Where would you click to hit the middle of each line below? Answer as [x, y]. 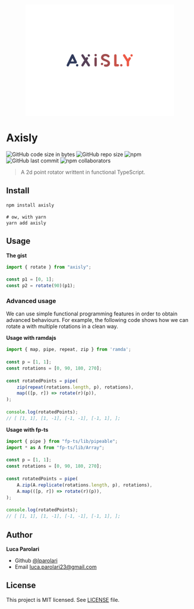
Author [19, 535]
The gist [17, 255]
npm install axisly [30, 205]
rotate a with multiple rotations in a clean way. [62, 326]
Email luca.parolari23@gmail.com [55, 567]
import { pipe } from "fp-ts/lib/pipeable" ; [62, 441]
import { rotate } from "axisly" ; [49, 267]
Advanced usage [31, 301]
